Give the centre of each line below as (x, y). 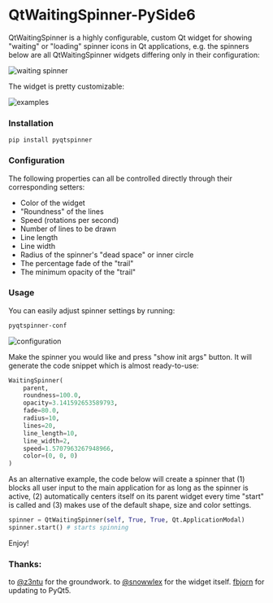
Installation (31, 123)
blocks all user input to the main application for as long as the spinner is (129, 488)
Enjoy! (19, 543)
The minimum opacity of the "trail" (78, 272)
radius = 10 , (41, 418)
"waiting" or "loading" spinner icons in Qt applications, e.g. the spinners (129, 46)
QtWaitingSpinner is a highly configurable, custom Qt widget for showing (130, 37)
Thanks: (25, 564)
